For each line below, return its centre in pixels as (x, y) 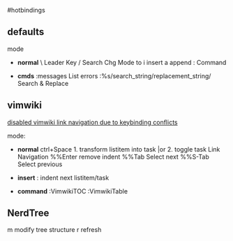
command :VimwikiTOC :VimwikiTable (72, 191)
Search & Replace (43, 83)
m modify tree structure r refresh (54, 230)
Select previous (40, 164)
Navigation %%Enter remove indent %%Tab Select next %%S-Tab (113, 156)
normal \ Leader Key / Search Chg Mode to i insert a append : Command (122, 62)
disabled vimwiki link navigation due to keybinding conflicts (92, 122)
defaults (26, 32)
